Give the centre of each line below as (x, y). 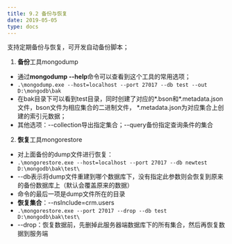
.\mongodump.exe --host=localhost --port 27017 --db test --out (112, 85)
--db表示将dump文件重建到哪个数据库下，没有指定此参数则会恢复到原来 (120, 177)
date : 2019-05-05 (32, 20)
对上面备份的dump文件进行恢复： (65, 154)
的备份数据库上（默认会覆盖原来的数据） (75, 186)
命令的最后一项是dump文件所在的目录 (71, 194)
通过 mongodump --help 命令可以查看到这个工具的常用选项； (104, 76)
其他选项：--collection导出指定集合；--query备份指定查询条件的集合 (115, 125)
